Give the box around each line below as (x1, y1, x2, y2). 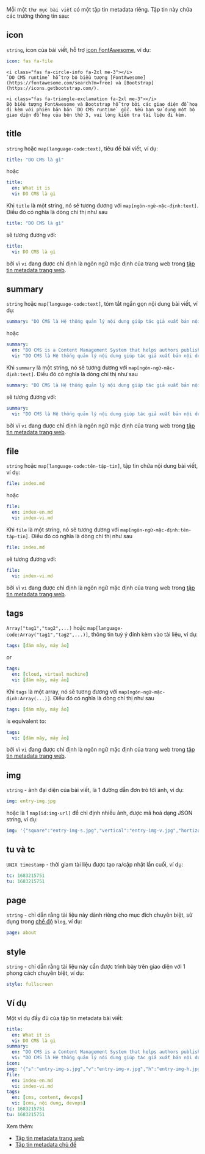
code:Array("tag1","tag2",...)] (6, 632, 88, 638)
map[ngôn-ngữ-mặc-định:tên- (120, 527, 192, 533)
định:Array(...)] (6, 695, 51, 701)
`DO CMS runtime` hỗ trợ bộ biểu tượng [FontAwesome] (6, 74, 146, 81)
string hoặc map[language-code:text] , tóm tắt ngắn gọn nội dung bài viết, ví (6, 300, 198, 308)
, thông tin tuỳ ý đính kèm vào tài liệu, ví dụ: (88, 631, 198, 638)
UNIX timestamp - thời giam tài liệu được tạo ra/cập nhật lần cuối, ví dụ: (6, 860, 184, 868)
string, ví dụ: (6, 816, 38, 823)
